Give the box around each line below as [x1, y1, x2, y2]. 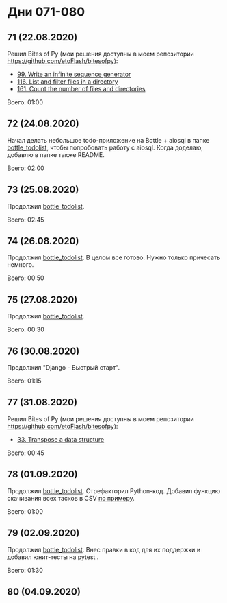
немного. [7, 261, 34, 269]
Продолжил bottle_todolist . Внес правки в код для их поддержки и [7, 545, 201, 554]
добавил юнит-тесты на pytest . [7, 553, 99, 561]
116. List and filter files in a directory [16, 78, 118, 86]
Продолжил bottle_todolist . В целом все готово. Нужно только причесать [7, 253, 221, 261]
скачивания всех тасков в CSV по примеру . [7, 494, 135, 502]
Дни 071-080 [7, 4, 85, 20]
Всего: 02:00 [7, 164, 44, 172]
